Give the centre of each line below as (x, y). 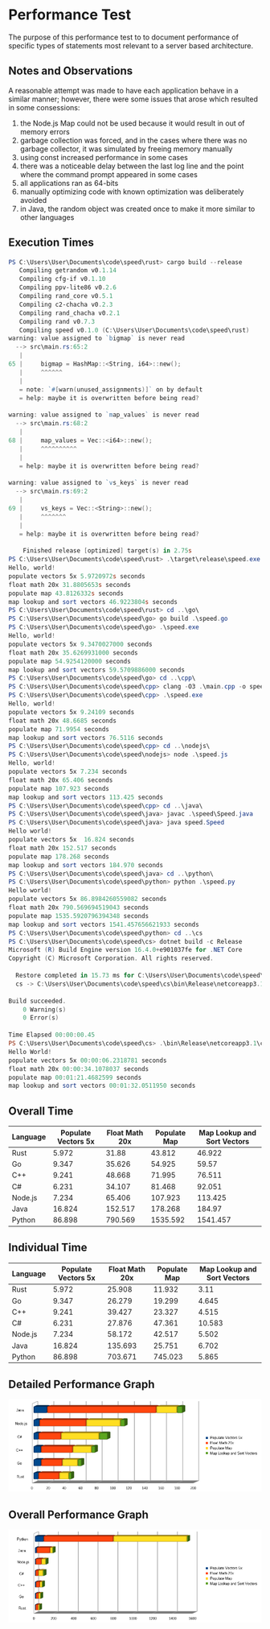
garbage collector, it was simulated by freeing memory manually (126, 149)
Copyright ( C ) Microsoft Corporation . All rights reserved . (111, 959)
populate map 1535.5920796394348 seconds (79, 916)
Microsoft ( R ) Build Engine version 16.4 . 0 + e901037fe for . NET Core (125, 950)
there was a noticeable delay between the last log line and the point (132, 166)
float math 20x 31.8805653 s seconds (70, 585)
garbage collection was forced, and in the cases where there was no (133, 140)
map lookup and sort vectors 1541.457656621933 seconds (104, 924)
